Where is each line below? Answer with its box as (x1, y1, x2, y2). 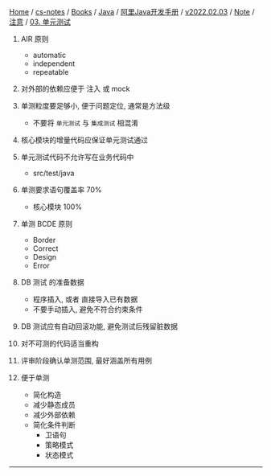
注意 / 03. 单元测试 (9, 17, 72, 27)
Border (32, 236, 56, 244)
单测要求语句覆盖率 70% (20, 185, 103, 195)
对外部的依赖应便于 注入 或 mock (20, 84, 130, 93)
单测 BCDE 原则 (20, 220, 73, 228)
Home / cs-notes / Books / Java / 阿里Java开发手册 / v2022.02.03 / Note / (9, 7, 255, 16)
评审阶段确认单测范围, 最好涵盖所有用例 (20, 356, 152, 365)
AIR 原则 (20, 35, 49, 43)
